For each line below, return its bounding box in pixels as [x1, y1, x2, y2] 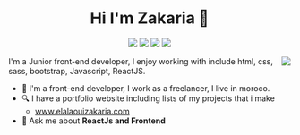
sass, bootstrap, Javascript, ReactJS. [8, 65, 146, 76]
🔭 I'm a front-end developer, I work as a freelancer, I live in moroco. [21, 82, 270, 93]
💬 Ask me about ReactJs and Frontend [21, 115, 167, 126]
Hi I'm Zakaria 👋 [90, 8, 210, 29]
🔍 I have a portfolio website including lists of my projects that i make [21, 93, 275, 104]
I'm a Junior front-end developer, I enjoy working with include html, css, [8, 55, 274, 66]
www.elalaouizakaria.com [34, 105, 131, 116]
